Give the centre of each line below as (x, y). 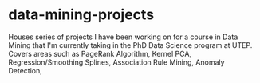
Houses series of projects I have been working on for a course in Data (123, 37)
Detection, (25, 70)
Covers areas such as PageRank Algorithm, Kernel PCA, (100, 53)
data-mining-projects (81, 15)
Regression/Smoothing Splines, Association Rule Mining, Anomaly (116, 62)
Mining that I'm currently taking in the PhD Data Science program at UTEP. (130, 45)
